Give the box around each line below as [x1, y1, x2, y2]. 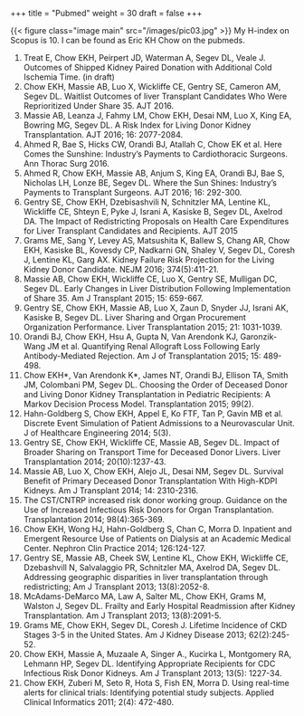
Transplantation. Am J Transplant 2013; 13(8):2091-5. [23, 610, 222, 621]
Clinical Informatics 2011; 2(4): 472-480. [23, 697, 175, 707]
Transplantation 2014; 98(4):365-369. [23, 514, 166, 524]
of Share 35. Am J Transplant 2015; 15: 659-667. [23, 293, 204, 303]
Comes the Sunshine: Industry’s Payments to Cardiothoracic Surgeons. [23, 148, 289, 159]
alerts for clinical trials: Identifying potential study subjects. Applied [23, 687, 275, 698]
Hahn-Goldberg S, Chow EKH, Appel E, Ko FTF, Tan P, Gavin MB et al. [23, 408, 283, 419]
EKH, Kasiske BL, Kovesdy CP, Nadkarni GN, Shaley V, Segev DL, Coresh [23, 244, 296, 255]
